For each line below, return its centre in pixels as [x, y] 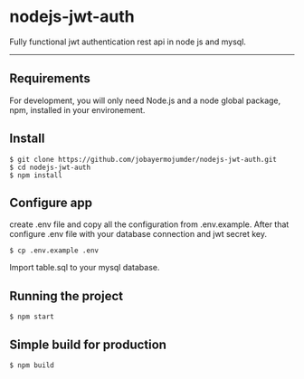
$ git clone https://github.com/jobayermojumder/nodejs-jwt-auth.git [143, 159]
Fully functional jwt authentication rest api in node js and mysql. [128, 42]
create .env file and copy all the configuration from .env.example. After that [149, 224]
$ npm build [32, 365]
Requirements [50, 79]
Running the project [66, 296]
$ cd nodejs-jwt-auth [50, 167]
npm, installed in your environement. [77, 109]
